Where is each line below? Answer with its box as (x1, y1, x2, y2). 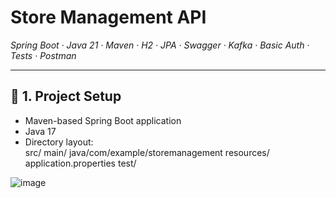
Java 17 (24, 125, 57, 137)
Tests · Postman (10, 49, 77, 61)
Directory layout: (24, 136, 94, 148)
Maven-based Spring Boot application (24, 114, 182, 126)
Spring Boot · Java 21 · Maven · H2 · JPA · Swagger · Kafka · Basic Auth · (10, 39, 310, 51)
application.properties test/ (24, 157, 137, 169)
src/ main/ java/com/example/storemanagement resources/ (24, 146, 270, 158)
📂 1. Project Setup (10, 88, 122, 105)
